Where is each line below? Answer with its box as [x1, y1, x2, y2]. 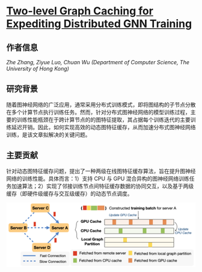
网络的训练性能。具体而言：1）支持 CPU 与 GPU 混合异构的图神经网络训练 [6, 175, 189, 182]
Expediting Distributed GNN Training [6, 17, 192, 31]
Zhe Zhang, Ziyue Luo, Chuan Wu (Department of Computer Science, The [6, 59, 189, 65]
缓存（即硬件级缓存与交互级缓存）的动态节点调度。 [6, 190, 133, 197]
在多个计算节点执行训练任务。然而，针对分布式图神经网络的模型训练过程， [6, 108, 191, 115]
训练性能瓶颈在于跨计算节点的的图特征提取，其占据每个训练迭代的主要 [16, 116, 191, 123]
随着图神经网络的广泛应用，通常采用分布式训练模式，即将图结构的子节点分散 [6, 101, 196, 108]
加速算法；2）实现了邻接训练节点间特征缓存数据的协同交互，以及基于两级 [11, 182, 194, 190]
